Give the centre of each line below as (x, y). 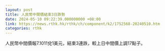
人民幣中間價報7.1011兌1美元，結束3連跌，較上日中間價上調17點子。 (75, 43)
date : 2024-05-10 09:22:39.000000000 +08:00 (53, 19)
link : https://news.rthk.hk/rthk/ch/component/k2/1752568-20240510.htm (82, 24)
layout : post (19, 10)
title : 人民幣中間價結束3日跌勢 (35, 14)
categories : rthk (24, 28)
